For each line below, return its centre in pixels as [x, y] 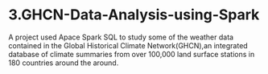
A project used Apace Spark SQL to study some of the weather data [121, 37]
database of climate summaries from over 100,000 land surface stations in [132, 54]
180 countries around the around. [64, 63]
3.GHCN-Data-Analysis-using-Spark [134, 15]
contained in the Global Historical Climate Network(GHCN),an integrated [128, 45]
